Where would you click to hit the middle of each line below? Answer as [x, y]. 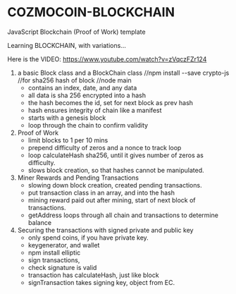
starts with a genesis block [67, 118]
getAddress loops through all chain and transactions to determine [123, 215]
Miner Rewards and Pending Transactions [78, 178]
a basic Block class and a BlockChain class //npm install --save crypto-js [123, 73]
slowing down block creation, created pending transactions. [115, 185]
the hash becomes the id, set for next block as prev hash [111, 102]
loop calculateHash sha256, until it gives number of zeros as [116, 155]
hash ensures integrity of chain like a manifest [95, 110]
